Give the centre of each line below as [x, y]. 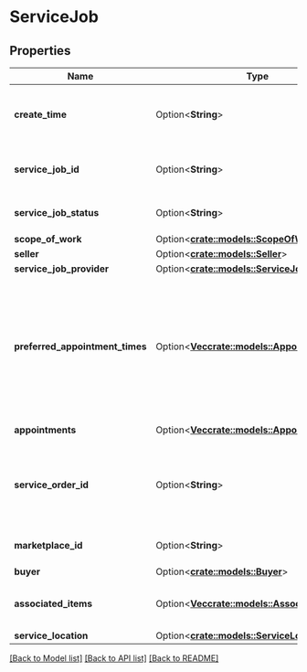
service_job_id [47, 169]
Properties [40, 51]
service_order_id [52, 485]
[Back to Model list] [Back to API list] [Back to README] [114, 658]
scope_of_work [48, 239]
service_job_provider [62, 269]
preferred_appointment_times [80, 347]
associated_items [53, 603]
